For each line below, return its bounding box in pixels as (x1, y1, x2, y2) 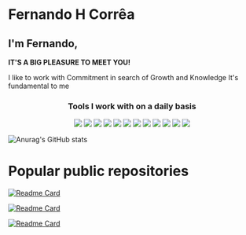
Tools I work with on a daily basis (68, 101, 196, 112)
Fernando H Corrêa (8, 6, 135, 24)
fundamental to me (8, 81, 69, 90)
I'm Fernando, (8, 37, 79, 50)
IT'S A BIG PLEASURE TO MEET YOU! (8, 57, 131, 67)
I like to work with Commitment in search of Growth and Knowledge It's (8, 73, 239, 82)
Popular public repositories (8, 163, 189, 180)
